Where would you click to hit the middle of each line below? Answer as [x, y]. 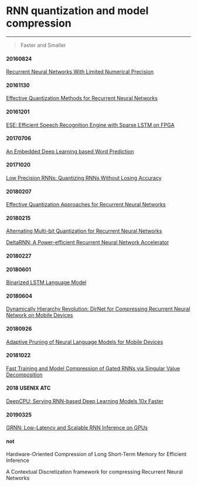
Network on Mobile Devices [40, 315]
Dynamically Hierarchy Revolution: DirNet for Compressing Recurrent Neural [98, 309]
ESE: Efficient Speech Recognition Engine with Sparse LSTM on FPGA [90, 125]
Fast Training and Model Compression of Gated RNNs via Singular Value [93, 368]
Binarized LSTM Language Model [46, 282]
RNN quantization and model [77, 11]
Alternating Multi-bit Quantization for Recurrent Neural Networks [84, 231]
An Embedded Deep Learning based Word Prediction [70, 151]
